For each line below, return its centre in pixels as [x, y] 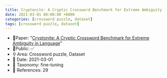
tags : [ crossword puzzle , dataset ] [42, 24]
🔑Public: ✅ [23, 48]
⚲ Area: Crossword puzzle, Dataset [48, 54]
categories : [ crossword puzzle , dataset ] [49, 19]
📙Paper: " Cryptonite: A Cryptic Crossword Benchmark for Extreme [81, 38]
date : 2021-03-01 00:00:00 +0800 [40, 14]
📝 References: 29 [30, 70]
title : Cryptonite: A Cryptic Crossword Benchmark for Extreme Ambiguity [84, 10]
